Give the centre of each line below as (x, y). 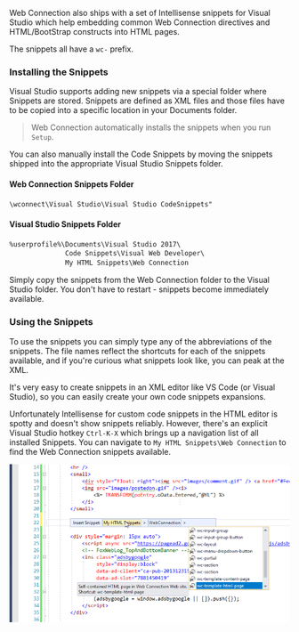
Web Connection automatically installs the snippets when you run (151, 127)
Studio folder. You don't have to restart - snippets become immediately (139, 289)
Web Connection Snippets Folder (72, 184)
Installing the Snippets (59, 72)
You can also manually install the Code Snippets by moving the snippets (141, 154)
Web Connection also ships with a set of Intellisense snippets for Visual (140, 13)
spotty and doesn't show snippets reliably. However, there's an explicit (139, 423)
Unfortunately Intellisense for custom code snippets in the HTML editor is (144, 414)
